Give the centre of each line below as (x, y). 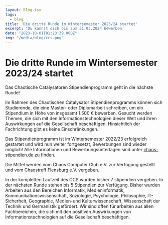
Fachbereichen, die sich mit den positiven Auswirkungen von (68, 211)
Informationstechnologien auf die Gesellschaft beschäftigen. (68, 217)
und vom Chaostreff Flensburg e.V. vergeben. (52, 170)
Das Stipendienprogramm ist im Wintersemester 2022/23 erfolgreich (76, 139)
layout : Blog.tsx (23, 10)
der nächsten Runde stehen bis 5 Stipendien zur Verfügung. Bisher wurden (83, 185)
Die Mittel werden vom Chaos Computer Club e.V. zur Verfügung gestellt (80, 164)
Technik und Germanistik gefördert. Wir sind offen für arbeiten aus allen (79, 206)
